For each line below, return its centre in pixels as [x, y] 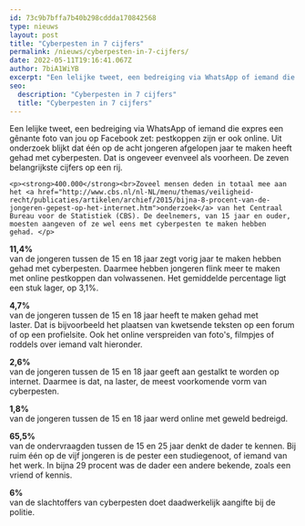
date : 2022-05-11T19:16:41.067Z [71, 60]
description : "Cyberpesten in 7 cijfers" [97, 94]
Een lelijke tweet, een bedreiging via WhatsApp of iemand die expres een [147, 129]
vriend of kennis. [41, 475]
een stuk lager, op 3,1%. [54, 288]
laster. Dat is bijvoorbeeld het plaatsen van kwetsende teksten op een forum [152, 325]
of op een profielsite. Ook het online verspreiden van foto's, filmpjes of [142, 335]
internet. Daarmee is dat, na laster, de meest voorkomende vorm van [138, 382]
